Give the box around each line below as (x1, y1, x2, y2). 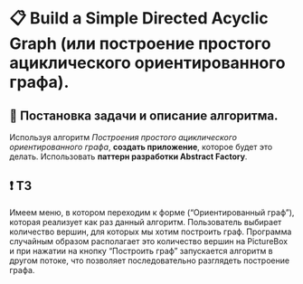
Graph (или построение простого (9, 33, 271, 54)
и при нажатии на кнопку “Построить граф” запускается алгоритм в (9, 245, 273, 256)
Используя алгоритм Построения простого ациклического (9, 132, 238, 142)
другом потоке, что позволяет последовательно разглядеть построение (9, 255, 290, 266)
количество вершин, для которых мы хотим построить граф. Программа (9, 226, 292, 237)
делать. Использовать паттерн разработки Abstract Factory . (9, 151, 248, 162)
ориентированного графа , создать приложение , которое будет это (9, 142, 273, 152)
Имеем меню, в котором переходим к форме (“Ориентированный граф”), (9, 206, 295, 218)
